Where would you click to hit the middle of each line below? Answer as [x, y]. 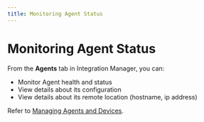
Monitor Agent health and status [65, 82]
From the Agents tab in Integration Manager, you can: [86, 68]
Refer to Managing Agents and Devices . [66, 111]
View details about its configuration [70, 90]
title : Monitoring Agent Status [55, 14]
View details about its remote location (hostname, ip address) [107, 97]
